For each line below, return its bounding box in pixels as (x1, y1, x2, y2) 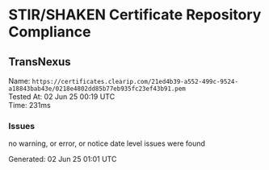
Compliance (8, 23, 91, 41)
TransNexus (8, 55, 71, 68)
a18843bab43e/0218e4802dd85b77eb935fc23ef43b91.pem (8, 85, 186, 93)
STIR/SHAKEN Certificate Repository (8, 6, 262, 24)
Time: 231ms (8, 101, 51, 110)
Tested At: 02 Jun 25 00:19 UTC (8, 92, 116, 102)
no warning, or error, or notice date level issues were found (8, 139, 206, 148)
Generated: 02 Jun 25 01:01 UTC (8, 155, 117, 164)
